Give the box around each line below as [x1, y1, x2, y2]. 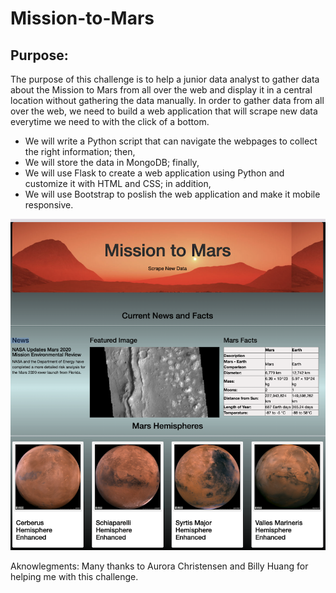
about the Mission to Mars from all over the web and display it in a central [10, 84, 313, 96]
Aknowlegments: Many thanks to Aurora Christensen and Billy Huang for [10, 560, 309, 572]
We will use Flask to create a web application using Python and [24, 167, 285, 179]
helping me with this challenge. [10, 570, 139, 582]
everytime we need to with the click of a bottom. [10, 116, 210, 127]
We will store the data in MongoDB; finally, [24, 157, 200, 168]
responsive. [24, 199, 74, 211]
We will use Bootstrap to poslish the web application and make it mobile [24, 188, 321, 200]
